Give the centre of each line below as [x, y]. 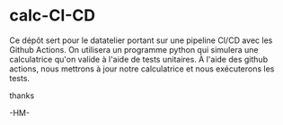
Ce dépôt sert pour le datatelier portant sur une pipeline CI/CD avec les [141, 40]
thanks [22, 96]
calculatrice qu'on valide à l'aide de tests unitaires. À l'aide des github [138, 59]
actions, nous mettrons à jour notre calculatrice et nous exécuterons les [142, 69]
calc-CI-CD [53, 16]
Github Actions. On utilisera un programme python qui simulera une [134, 49]
